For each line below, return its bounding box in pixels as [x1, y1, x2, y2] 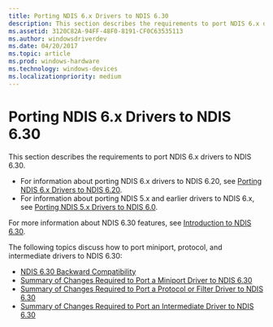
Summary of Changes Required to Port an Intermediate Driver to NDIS [19, 301, 254, 311]
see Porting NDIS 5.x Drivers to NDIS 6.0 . [19, 202, 158, 211]
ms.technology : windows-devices [8, 65, 118, 73]
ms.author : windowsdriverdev [8, 34, 107, 43]
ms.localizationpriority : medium [8, 72, 122, 81]
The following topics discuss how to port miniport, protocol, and [8, 242, 223, 252]
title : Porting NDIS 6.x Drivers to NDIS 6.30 [8, 11, 169, 20]
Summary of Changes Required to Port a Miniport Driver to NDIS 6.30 [19, 275, 253, 285]
